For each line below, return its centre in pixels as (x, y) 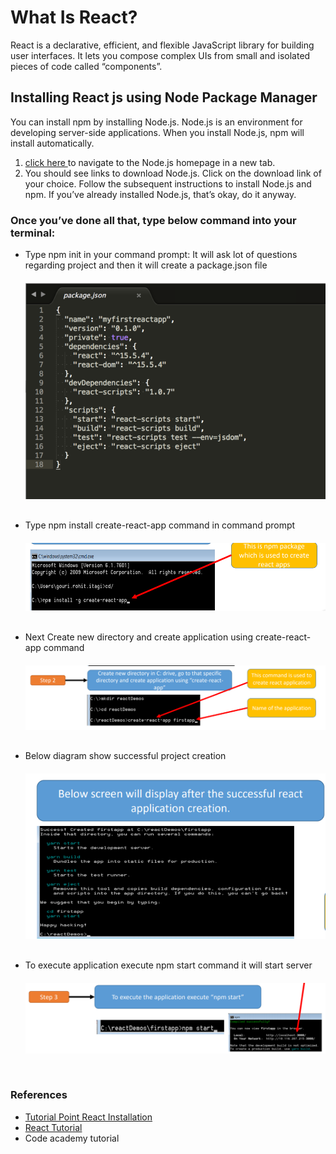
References (39, 1095)
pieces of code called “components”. (86, 66)
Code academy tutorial (72, 1138)
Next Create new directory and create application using (139, 637)
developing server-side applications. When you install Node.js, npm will (157, 132)
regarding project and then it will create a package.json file (146, 265)
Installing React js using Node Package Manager (164, 97)
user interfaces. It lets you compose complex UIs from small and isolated (160, 55)
